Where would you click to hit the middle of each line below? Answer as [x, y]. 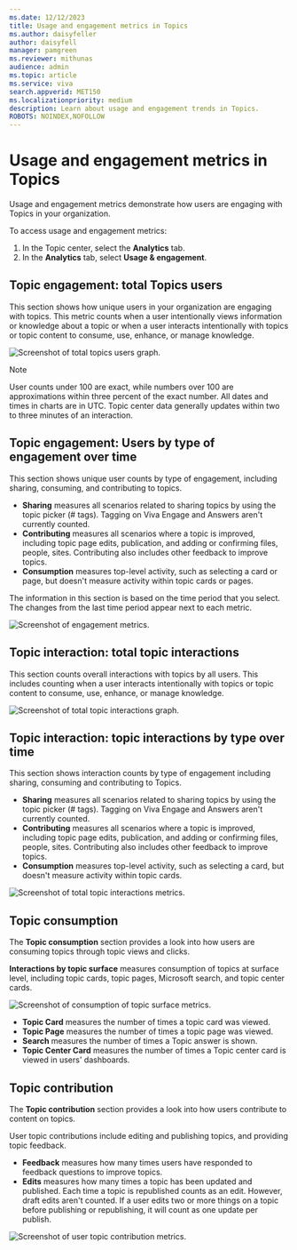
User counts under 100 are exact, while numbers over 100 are [121, 387]
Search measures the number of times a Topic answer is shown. [140, 1041]
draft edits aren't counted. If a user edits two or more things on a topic [150, 1200]
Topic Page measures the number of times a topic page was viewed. [148, 1031]
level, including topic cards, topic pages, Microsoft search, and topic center [147, 978]
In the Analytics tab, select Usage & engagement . [114, 258]
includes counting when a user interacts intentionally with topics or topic [142, 683]
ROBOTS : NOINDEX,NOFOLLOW [57, 116]
